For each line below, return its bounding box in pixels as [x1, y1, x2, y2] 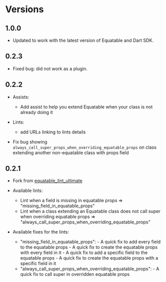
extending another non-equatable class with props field [12, 149, 129, 156]
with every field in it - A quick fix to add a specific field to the [20, 249, 148, 256]
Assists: [12, 94, 29, 100]
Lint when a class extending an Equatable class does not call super [20, 208, 161, 214]
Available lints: [12, 187, 43, 194]
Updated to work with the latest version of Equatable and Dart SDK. [12, 37, 154, 43]
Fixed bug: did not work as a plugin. [12, 65, 88, 72]
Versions [5, 4, 44, 15]
